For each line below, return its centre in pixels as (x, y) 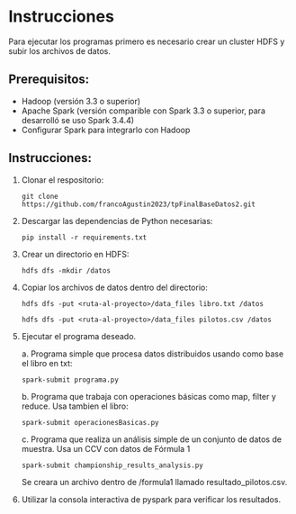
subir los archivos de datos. (60, 50)
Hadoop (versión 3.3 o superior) (81, 101)
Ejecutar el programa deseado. (79, 336)
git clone (40, 196)
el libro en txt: (47, 363)
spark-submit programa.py (70, 380)
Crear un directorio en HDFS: (75, 254)
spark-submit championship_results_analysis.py (112, 465)
